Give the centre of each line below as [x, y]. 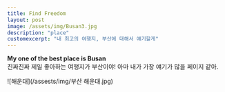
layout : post [26, 20]
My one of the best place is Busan [57, 58]
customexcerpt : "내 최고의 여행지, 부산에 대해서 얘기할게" [83, 39]
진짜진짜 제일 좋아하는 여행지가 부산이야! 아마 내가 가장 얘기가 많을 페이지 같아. [113, 67]
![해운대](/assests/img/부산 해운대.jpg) [60, 81]
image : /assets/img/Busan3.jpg [52, 26]
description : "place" [38, 33]
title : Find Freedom [37, 13]
